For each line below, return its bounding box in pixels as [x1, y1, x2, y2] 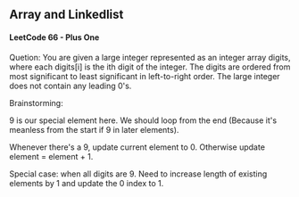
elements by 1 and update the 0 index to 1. [9, 177, 164, 188]
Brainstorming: [9, 97, 64, 108]
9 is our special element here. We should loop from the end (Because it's [9, 115, 278, 126]
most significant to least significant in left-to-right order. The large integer [9, 70, 280, 81]
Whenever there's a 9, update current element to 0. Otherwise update [9, 142, 266, 152]
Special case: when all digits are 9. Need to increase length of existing [9, 168, 268, 179]
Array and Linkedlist [9, 7, 124, 22]
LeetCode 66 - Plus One [9, 31, 100, 43]
